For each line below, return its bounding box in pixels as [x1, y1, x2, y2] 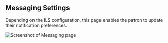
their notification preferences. [5, 22, 68, 28]
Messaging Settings [5, 4, 70, 12]
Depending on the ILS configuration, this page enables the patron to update [5, 17, 163, 23]
